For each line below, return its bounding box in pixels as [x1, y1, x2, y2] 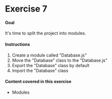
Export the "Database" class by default [12, 62, 90, 68]
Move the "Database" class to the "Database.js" [12, 57, 108, 63]
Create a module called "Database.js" [12, 52, 87, 58]
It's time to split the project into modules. [5, 30, 86, 36]
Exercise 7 [5, 3, 47, 14]
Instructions [5, 41, 30, 47]
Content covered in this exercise [5, 79, 71, 85]
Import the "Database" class [12, 68, 69, 73]
